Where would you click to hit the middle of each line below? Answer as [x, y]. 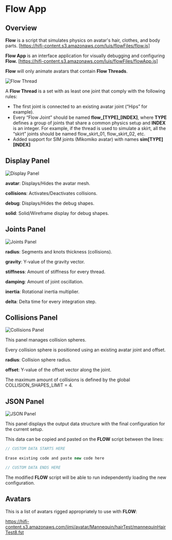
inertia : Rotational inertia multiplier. [42, 292]
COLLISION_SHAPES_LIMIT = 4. [39, 385]
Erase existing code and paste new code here [55, 458]
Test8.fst [15, 532]
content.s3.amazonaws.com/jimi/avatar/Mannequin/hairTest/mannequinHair [85, 527]
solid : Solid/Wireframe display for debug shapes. [57, 213]
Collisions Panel [32, 318]
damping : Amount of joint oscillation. [44, 281]
